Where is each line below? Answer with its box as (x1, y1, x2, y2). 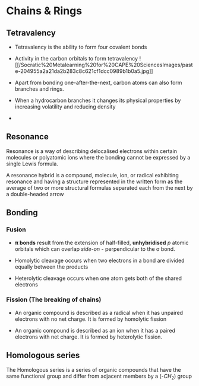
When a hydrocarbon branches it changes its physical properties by (14, 97, 181, 104)
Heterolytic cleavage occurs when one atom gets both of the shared (14, 275, 182, 282)
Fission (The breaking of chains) (6, 295, 102, 304)
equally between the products (14, 263, 89, 270)
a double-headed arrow (6, 190, 64, 197)
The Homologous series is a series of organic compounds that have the (6, 366, 181, 373)
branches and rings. (14, 85, 64, 92)
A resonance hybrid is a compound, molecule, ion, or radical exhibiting (6, 171, 179, 178)
